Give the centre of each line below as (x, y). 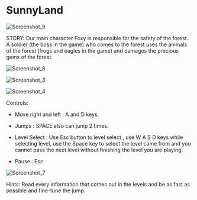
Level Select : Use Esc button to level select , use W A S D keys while (99, 137)
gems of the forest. (30, 57)
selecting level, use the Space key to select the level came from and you (103, 143)
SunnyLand (35, 10)
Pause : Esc (29, 161)
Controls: (17, 103)
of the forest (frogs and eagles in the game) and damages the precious (93, 50)
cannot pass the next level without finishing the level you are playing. (99, 150)
